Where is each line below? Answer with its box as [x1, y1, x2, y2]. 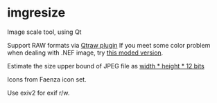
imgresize [7, 5, 66, 21]
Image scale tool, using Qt [7, 28, 82, 36]
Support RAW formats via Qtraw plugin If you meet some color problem [7, 41, 211, 49]
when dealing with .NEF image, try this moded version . [7, 48, 164, 57]
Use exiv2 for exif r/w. [7, 88, 70, 97]
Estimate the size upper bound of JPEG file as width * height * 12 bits [7, 62, 205, 70]
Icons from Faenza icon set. [7, 75, 87, 84]
